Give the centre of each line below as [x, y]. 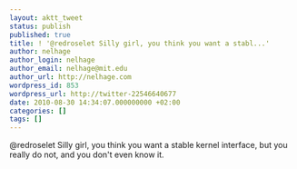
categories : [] [38, 111]
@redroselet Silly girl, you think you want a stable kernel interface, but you [148, 145]
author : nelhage [40, 52]
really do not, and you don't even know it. [87, 154]
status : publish [40, 26]
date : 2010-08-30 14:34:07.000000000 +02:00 [95, 102]
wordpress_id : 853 [44, 85]
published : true [40, 35]
